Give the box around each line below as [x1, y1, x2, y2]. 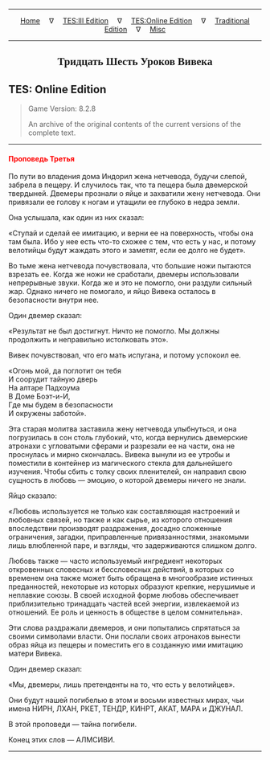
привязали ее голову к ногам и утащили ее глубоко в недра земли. [8, 198, 240, 207]
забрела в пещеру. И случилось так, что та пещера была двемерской [8, 180, 248, 190]
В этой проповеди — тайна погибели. [8, 720, 137, 729]
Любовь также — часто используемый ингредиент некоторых [8, 556, 223, 566]
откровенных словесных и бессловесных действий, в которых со [8, 565, 235, 574]
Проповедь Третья [8, 153, 75, 163]
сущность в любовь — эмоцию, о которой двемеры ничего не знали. [8, 476, 247, 485]
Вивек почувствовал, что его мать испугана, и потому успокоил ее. [8, 350, 241, 360]
